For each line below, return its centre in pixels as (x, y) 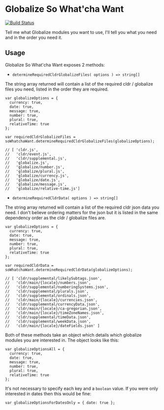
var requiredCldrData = (29, 265)
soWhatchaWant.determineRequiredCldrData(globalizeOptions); (69, 270)
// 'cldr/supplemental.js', (36, 158)
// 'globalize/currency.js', (37, 176)
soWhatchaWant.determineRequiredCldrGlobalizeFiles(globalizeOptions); (80, 141)
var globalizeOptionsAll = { (35, 349)
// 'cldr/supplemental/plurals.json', (47, 291)
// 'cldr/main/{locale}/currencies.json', (51, 300)
